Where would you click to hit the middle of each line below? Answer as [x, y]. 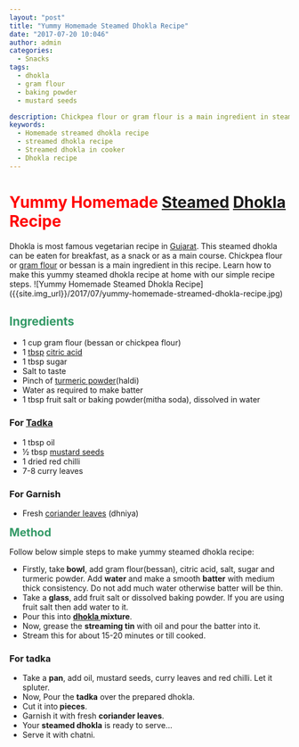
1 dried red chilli [51, 461]
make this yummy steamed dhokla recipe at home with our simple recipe [142, 274]
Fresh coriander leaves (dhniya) [81, 513]
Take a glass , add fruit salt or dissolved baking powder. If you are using [153, 597]
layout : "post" [37, 17]
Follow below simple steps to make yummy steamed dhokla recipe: [132, 552]
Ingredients [42, 321]
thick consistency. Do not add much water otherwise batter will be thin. [152, 588]
